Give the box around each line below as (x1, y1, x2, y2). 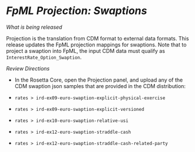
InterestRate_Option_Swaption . (6, 53, 82, 60)
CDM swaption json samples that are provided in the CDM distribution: (14, 82, 186, 89)
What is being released (6, 23, 62, 31)
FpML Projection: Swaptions (6, 4, 147, 18)
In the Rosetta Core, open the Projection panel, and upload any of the (14, 76, 183, 83)
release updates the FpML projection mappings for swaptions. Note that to (6, 41, 187, 48)
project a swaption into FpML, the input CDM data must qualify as (6, 47, 166, 54)
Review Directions (6, 65, 50, 72)
